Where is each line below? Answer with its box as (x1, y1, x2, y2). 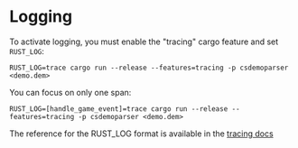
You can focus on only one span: (9, 87, 132, 97)
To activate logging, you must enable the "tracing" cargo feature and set (9, 36, 279, 47)
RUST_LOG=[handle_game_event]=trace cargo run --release (9, 104, 228, 114)
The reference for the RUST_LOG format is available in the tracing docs (9, 128, 274, 139)
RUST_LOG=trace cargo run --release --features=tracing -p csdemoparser (9, 63, 289, 72)
